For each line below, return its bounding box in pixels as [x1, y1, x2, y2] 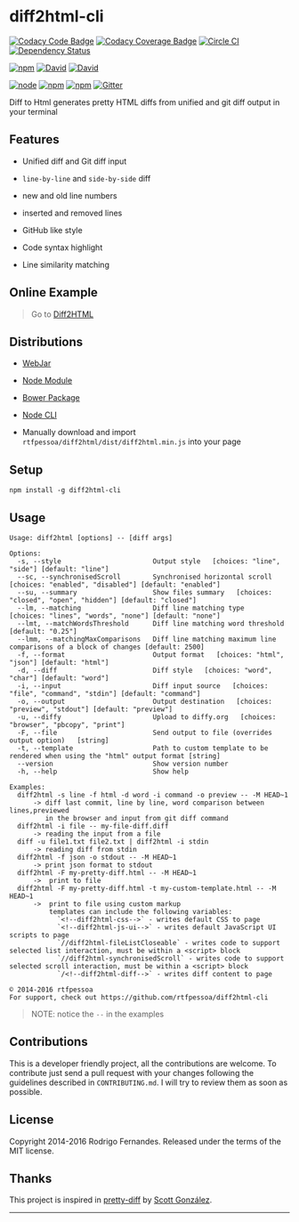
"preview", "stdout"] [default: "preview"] [9, 705, 174, 714]
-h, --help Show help [17, 767, 190, 776]
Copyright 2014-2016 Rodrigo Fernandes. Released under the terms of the [9, 1136, 282, 1146]
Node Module [21, 376, 73, 386]
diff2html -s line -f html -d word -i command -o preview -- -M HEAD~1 [17, 790, 289, 799]
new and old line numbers [21, 190, 117, 201]
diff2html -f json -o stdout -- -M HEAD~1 [17, 853, 177, 862]
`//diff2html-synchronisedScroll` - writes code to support [56, 954, 285, 963]
